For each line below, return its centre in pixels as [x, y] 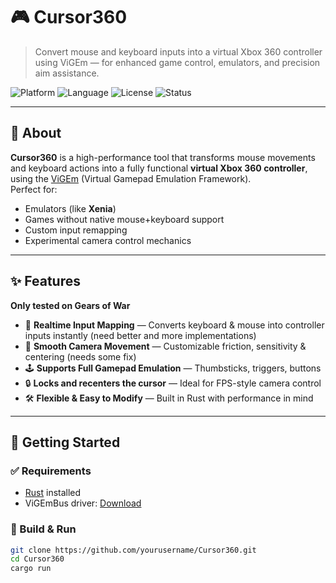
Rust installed [53, 493]
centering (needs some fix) [80, 356]
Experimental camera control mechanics [108, 240]
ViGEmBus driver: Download [83, 503]
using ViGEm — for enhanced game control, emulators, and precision [177, 62]
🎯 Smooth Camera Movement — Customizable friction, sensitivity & [165, 346]
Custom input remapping [76, 230]
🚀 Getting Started [65, 442]
